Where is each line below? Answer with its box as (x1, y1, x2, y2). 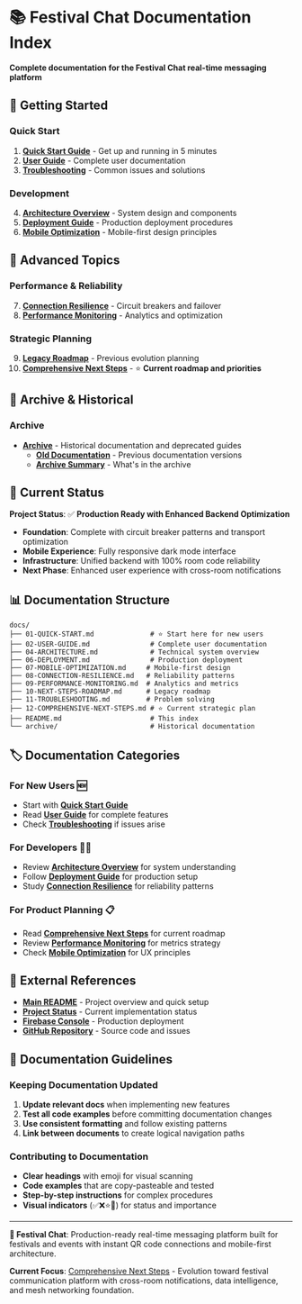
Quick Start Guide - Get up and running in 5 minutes (22, 145, 218, 156)
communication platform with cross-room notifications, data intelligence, (9, 1275, 279, 1286)
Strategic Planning (9, 332, 93, 345)
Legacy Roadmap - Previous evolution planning (22, 352, 200, 363)
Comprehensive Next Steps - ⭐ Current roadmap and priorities (22, 362, 262, 374)
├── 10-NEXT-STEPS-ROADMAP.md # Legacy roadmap (9, 687, 211, 696)
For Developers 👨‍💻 (9, 841, 92, 854)
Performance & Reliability (9, 280, 123, 293)
